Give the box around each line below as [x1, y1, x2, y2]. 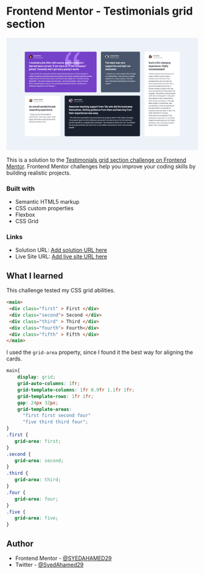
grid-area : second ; [14, 457, 64, 463]
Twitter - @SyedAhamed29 [15, 561, 84, 568]
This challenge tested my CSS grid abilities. [6, 287, 116, 294]
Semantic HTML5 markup [15, 198, 80, 206]
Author [6, 538, 33, 548]
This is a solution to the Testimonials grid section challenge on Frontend [6, 156, 187, 164]
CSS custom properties [15, 205, 74, 212]
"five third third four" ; [22, 419, 88, 425]
